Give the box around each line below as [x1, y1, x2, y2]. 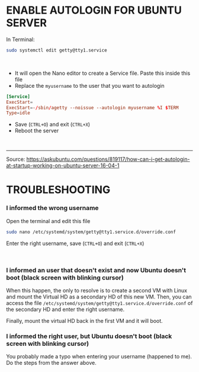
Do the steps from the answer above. [6, 360, 97, 367]
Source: [6, 155, 25, 163]
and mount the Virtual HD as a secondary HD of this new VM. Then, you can [6, 293, 192, 300]
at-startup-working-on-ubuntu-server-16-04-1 [6, 162, 120, 169]
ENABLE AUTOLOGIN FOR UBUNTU [6, 4, 182, 17]
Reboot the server [14, 127, 59, 134]
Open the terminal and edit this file [6, 217, 91, 224]
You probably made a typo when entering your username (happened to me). [6, 353, 192, 360]
